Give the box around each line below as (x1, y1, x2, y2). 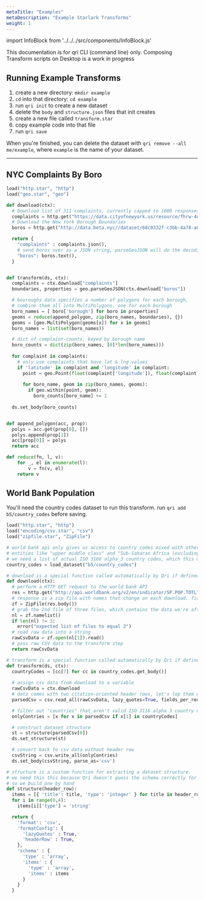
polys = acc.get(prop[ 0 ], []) (12, 426, 88, 432)
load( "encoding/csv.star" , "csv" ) (6, 528, 94, 534)
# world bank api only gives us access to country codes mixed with (6, 545, 183, 551)
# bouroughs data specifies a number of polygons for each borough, (12, 297, 189, 303)
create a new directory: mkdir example (15, 89, 110, 96)
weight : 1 (6, 20, 32, 26)
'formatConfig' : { (17, 825, 64, 831)
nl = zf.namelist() (12, 612, 61, 618)
